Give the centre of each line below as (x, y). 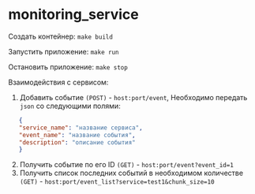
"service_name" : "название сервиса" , (81, 128)
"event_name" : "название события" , (77, 135)
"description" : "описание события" (77, 142)
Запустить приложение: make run (64, 51)
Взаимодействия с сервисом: (58, 82)
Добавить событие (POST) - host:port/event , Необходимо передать (133, 97)
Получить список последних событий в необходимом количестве (131, 173)
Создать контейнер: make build (60, 36)
